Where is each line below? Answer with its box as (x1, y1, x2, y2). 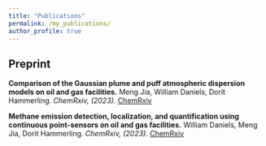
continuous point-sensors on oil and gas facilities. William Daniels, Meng (8, 120, 258, 130)
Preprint (8, 57, 51, 71)
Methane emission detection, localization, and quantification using (8, 111, 240, 122)
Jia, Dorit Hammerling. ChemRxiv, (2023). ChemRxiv (8, 129, 185, 139)
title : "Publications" (8, 11, 85, 20)
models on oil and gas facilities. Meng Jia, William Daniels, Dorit (8, 87, 226, 97)
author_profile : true (8, 27, 82, 35)
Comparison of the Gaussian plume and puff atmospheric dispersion (8, 79, 246, 88)
